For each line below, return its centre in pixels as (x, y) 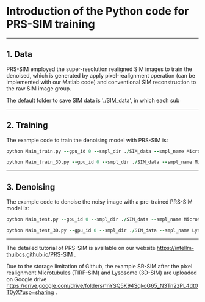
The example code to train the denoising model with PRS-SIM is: (87, 140)
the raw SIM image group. (39, 88)
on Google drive (27, 279)
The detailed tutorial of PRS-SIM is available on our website (81, 248)
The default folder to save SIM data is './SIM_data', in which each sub (93, 100)
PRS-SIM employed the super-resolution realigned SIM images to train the (99, 69)
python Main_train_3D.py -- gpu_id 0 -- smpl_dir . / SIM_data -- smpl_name (99, 162)
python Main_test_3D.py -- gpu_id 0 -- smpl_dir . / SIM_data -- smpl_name (98, 230)
